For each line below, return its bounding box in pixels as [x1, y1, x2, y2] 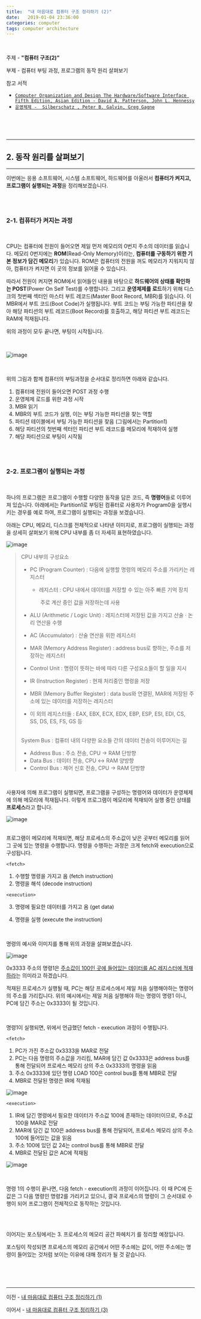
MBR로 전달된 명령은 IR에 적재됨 [14, 1077, 91, 1084]
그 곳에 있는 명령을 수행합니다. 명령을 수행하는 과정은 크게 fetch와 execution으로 [6, 842, 194, 849]
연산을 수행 [36, 619, 62, 626]
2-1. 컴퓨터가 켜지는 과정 [6, 216, 73, 224]
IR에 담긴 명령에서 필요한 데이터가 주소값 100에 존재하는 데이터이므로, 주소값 [14, 1111, 193, 1119]
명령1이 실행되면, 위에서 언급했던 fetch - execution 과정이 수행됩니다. [6, 1023, 169, 1031]
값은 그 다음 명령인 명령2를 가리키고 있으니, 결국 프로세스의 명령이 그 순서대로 [6, 1192, 187, 1199]
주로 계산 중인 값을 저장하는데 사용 [40, 599, 121, 606]
